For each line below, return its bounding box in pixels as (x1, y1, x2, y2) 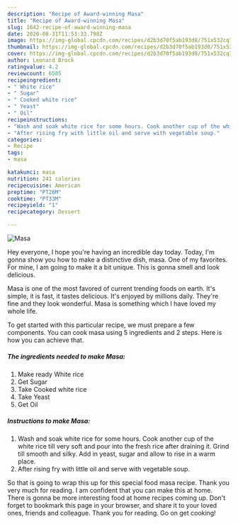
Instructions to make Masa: (7, 417, 91, 425)
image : (7, 37, 27, 44)
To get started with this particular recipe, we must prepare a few (7, 321, 195, 329)
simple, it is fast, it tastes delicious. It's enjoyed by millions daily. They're (7, 292, 219, 300)
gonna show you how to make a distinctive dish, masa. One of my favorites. (7, 255, 228, 264)
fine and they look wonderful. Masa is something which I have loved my (7, 299, 216, 308)
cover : (7, 50, 27, 58)
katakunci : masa (7, 169, 55, 176)
